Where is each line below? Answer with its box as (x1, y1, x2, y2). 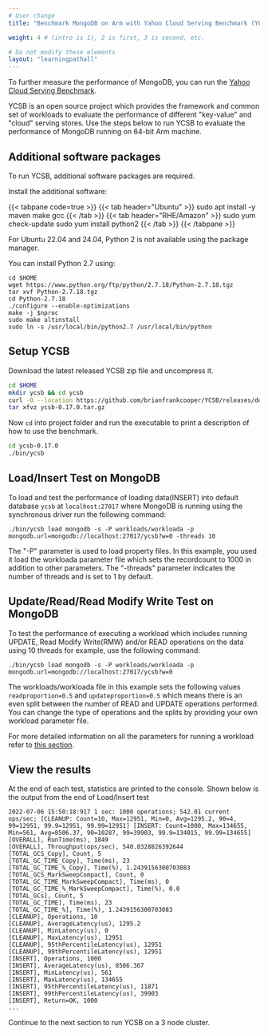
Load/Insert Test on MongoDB (8, 471, 161, 485)
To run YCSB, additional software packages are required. (8, 171, 195, 181)
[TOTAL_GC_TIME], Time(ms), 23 (8, 899, 112, 907)
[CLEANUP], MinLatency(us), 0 (8, 927, 109, 935)
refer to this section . (8, 740, 74, 750)
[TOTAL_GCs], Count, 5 (8, 892, 84, 900)
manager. (8, 243, 40, 253)
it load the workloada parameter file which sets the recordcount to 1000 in (8, 555, 251, 564)
